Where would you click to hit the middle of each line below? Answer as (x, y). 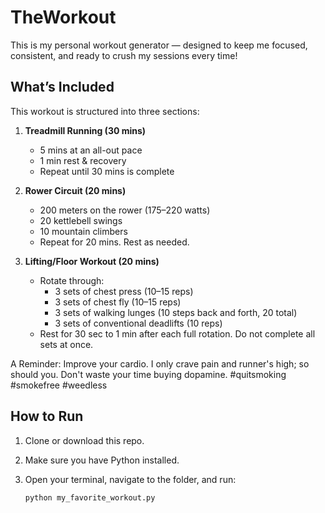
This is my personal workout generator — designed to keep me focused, (159, 45)
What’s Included (62, 87)
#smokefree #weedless (59, 385)
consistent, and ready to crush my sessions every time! (124, 55)
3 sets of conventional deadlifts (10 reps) (138, 323)
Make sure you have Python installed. (102, 460)
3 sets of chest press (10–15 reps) (124, 291)
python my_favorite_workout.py (90, 497)
